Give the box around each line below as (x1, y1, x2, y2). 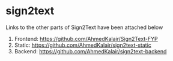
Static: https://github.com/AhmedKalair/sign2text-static (14, 41, 151, 49)
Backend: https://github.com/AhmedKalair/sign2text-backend (14, 47, 167, 54)
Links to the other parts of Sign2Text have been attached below (5, 24, 163, 31)
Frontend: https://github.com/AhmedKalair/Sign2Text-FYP (14, 35, 159, 42)
